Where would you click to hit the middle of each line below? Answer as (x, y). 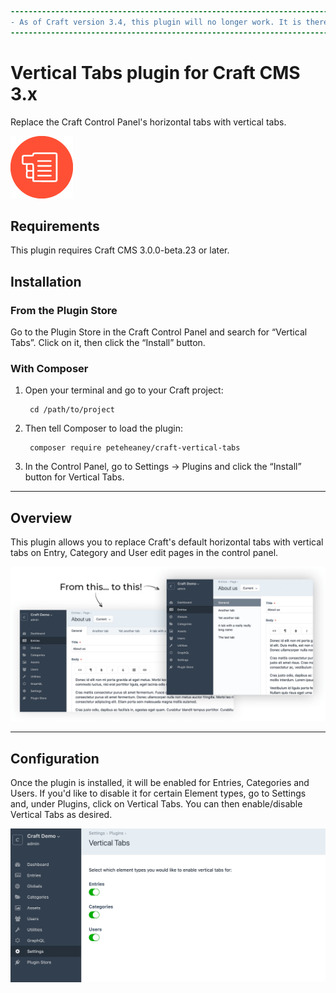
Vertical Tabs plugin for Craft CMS (155, 72)
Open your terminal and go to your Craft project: (124, 390)
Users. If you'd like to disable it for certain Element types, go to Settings (158, 793)
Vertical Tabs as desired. (61, 815)
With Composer (49, 368)
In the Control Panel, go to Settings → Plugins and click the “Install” (163, 467)
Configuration (55, 758)
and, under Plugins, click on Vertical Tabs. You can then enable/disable (156, 804)
